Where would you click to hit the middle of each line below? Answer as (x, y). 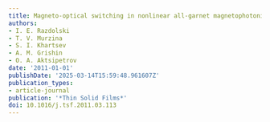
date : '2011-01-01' (41, 68)
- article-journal (39, 90)
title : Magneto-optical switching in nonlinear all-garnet (109, 16)
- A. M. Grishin (35, 53)
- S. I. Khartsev (37, 46)
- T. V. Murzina (35, 38)
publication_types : (41, 83)
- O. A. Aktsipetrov (43, 61)
